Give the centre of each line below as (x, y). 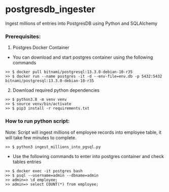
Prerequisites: (23, 36)
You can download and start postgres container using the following (83, 57)
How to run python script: (38, 121)
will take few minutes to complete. (41, 137)
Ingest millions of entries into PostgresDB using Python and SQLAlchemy (81, 23)
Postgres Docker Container (41, 48)
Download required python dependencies (56, 90)
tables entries (27, 162)
